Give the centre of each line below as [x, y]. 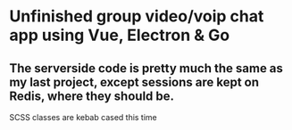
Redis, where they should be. [92, 96]
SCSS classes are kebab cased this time [83, 117]
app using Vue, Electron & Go [120, 35]
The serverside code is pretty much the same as [146, 68]
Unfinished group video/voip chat [137, 16]
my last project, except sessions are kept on [134, 82]
